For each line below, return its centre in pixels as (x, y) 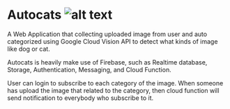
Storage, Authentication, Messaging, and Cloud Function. (90, 69)
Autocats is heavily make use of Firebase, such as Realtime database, (107, 62)
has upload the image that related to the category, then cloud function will (113, 90)
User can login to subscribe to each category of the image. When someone (115, 83)
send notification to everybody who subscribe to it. (80, 98)
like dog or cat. (29, 49)
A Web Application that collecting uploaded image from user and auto (107, 34)
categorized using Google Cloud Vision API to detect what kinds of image (113, 41)
